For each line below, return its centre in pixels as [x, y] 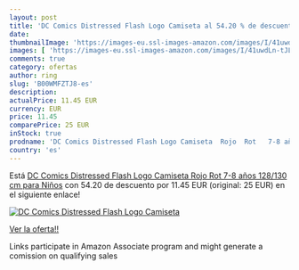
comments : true [37, 59]
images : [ [28, 51]
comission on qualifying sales [64, 256]
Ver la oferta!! [34, 229]
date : [19, 34]
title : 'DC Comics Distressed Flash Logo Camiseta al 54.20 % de [133, 26]
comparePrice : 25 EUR [49, 126]
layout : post [33, 17]
